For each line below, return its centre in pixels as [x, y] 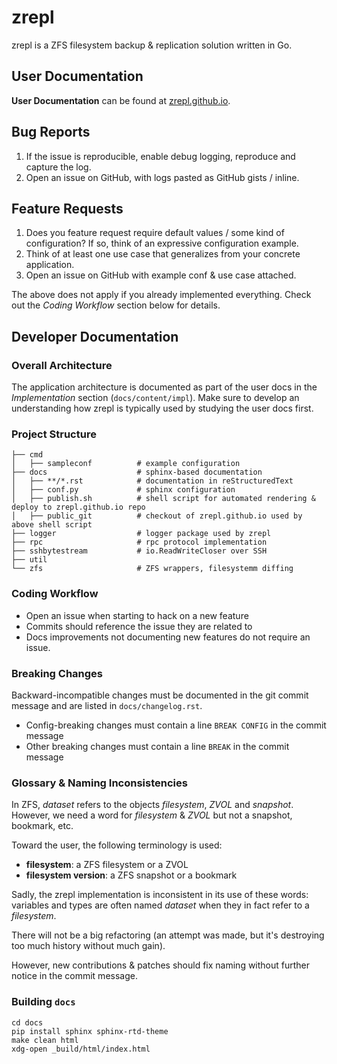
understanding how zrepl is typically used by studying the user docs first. [162, 408]
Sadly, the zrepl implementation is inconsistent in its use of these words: [160, 895]
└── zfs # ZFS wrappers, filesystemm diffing [152, 569]
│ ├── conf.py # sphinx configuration [123, 490]
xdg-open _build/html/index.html [81, 1049]
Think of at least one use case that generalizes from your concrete [163, 254]
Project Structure [54, 434]
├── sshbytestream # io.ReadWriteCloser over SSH [139, 551]
